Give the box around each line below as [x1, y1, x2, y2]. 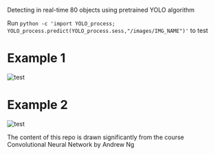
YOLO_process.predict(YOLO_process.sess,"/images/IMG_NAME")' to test [7, 27, 208, 34]
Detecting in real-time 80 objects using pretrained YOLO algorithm [7, 6, 195, 14]
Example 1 [7, 51, 66, 66]
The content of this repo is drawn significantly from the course [7, 133, 184, 141]
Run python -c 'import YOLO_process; [7, 19, 115, 27]
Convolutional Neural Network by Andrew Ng [7, 140, 135, 148]
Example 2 [7, 97, 69, 112]
